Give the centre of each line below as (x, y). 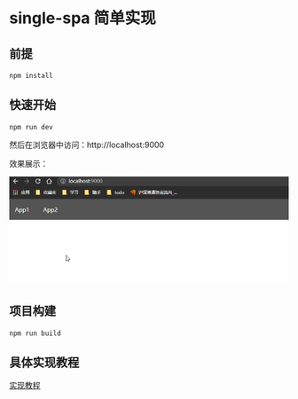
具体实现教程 (44, 363)
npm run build (35, 333)
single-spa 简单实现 (83, 18)
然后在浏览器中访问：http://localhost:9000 (87, 145)
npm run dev (31, 127)
